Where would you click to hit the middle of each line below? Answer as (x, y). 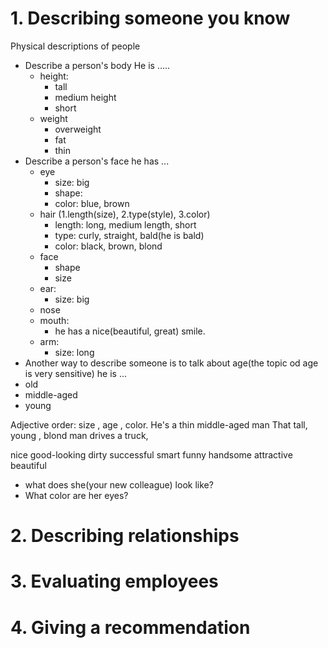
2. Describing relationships (125, 536)
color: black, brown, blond (108, 246)
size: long (74, 352)
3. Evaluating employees (114, 581)
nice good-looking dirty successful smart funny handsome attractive (151, 454)
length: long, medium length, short (125, 224)
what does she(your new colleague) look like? (119, 484)
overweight (78, 129)
